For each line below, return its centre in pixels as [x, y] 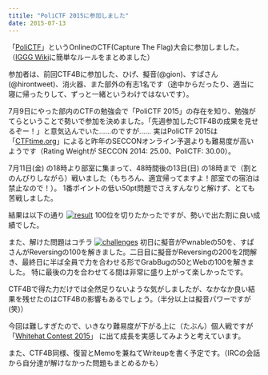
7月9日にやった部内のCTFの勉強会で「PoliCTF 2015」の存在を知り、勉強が [132, 111]
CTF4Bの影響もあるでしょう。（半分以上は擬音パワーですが [154, 299]
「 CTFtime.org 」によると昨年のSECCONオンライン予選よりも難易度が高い [131, 141]
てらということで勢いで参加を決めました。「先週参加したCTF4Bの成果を [126, 121]
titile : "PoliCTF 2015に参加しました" [69, 16]
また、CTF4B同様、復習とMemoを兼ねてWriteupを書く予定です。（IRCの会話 [134, 353]
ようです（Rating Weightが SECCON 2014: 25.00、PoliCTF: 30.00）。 [122, 151]
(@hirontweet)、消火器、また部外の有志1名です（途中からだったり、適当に [131, 84]
